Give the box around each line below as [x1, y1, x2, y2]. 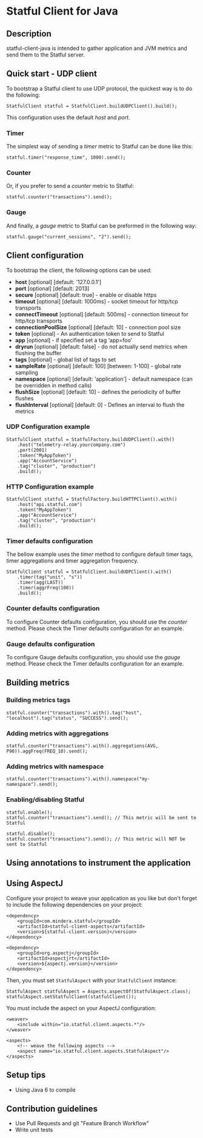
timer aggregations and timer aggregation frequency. [6, 557, 139, 564]
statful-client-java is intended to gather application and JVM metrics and [6, 44, 188, 52]
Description [6, 29, 52, 39]
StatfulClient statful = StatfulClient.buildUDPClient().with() [6, 569, 172, 575]
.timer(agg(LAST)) [17, 580, 64, 586]
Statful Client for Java [6, 4, 118, 18]
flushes [15, 394, 34, 402]
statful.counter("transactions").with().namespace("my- [6, 776, 150, 782]
